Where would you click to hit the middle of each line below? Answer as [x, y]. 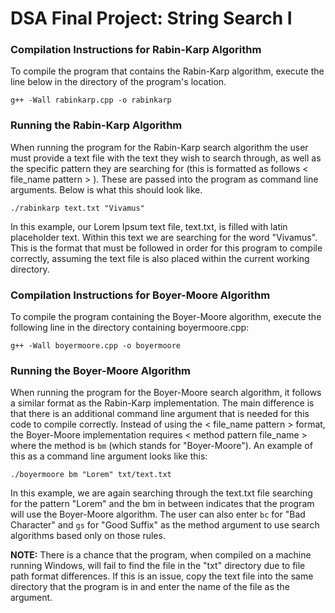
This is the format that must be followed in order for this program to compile [166, 248]
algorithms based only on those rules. [88, 536]
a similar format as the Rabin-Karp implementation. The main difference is [162, 403]
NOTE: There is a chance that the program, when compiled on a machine [161, 555]
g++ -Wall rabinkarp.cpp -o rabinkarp [91, 100]
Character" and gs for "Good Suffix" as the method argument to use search [165, 525]
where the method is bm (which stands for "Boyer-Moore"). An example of [161, 446]
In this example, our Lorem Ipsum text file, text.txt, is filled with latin [149, 226]
